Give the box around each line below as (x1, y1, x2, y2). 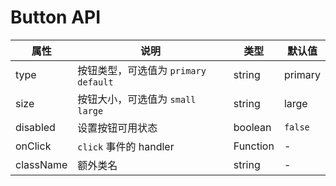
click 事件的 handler (77, 139, 175, 153)
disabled (15, 120, 56, 134)
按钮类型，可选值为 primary (77, 63, 207, 77)
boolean (233, 120, 272, 134)
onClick (15, 139, 52, 153)
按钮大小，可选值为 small (77, 92, 197, 106)
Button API (10, 6, 102, 29)
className (15, 157, 68, 171)
